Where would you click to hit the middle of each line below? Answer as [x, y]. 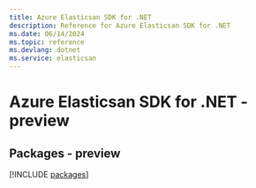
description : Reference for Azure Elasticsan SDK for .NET [120, 26]
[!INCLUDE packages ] [49, 174]
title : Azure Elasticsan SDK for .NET [80, 17]
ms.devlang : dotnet [45, 50]
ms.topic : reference [47, 42]
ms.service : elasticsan [53, 58]
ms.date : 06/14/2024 [47, 34]
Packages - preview [65, 153]
